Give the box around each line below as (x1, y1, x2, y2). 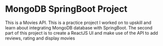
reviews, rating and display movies (5, 35, 75, 41)
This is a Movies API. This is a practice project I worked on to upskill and (5, 20, 151, 25)
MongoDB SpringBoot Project (5, 3, 128, 15)
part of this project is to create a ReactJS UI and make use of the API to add (5, 30, 158, 36)
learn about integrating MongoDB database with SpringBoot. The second (5, 24, 153, 30)
